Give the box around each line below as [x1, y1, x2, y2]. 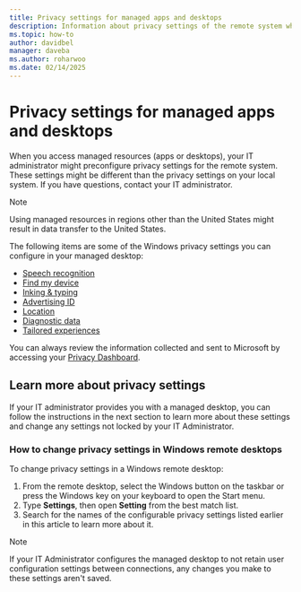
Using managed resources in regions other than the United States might [9, 213, 275, 224]
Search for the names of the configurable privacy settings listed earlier [21, 509, 284, 520]
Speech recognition [21, 267, 96, 278]
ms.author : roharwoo [9, 55, 87, 64]
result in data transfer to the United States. [9, 223, 167, 234]
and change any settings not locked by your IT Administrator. [9, 421, 235, 431]
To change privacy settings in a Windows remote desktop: [9, 463, 224, 474]
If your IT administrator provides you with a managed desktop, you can [9, 401, 271, 413]
